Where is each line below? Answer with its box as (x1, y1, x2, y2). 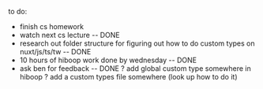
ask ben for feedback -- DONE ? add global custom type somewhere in (19, 64, 251, 73)
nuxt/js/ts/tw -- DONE (19, 47, 92, 56)
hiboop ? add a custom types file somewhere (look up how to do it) (19, 72, 238, 81)
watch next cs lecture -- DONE (19, 31, 120, 39)
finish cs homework (19, 22, 85, 31)
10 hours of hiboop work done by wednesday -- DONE (19, 55, 197, 65)
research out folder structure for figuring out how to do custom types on (19, 39, 255, 48)
